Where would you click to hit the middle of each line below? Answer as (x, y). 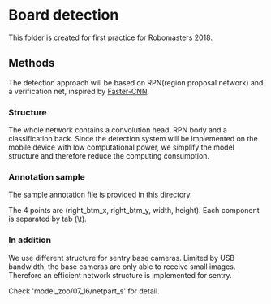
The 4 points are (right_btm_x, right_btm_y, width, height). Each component (134, 211)
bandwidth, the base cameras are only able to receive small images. (122, 267)
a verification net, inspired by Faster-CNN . (79, 91)
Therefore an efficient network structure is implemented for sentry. (120, 275)
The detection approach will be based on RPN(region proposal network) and (136, 82)
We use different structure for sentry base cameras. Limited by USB (122, 258)
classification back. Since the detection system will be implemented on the (133, 139)
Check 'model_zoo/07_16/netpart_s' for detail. (84, 291)
